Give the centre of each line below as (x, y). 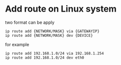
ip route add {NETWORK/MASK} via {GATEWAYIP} (52, 31)
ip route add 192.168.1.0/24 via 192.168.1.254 (55, 53)
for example (17, 44)
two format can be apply (30, 22)
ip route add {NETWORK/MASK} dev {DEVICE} (49, 35)
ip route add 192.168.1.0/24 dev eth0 (45, 57)
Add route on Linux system (61, 9)
